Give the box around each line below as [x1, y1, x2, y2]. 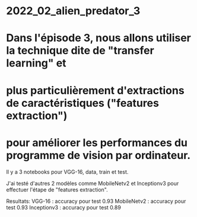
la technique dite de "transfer [6, 44, 154, 58]
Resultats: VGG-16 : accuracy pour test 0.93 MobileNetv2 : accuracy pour [6, 197, 186, 205]
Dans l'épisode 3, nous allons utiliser [6, 31, 191, 45]
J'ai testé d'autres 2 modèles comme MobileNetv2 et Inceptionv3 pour [6, 180, 179, 187]
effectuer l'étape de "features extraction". [6, 186, 108, 193]
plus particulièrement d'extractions [6, 84, 185, 97]
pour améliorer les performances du [6, 136, 188, 149]
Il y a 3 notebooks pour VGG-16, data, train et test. [6, 168, 129, 175]
